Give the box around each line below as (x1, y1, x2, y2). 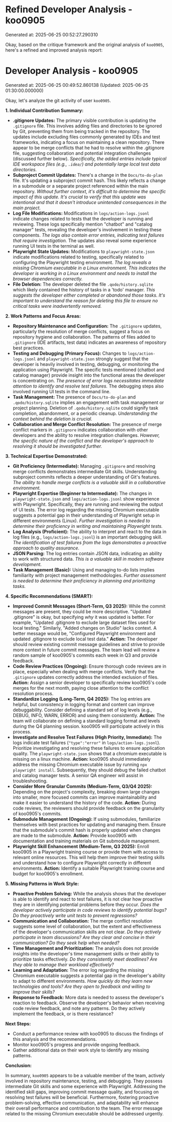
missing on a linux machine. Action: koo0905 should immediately (12, 756, 151, 762)
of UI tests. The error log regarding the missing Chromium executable (12, 506, 160, 512)
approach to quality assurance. (12, 545, 80, 551)
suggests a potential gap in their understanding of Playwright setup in (12, 512, 160, 518)
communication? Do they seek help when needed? (12, 940, 120, 946)
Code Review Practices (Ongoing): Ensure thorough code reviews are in (12, 663, 166, 669)
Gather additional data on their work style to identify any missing (12, 1047, 149, 1053)
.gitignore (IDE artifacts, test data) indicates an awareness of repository (12, 339, 166, 345)
